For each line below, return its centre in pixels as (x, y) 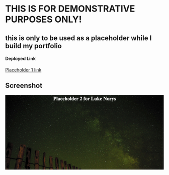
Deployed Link (21, 59)
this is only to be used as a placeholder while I (78, 38)
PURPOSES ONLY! (44, 19)
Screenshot (24, 86)
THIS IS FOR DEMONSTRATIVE (70, 9)
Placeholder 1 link (23, 70)
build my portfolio (33, 46)
